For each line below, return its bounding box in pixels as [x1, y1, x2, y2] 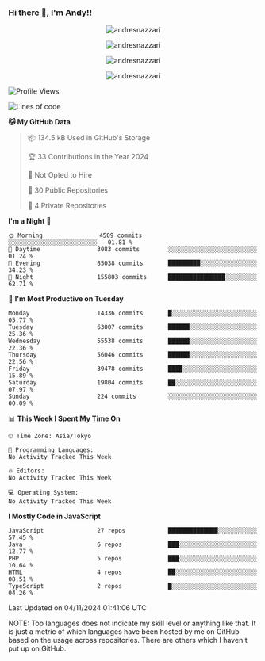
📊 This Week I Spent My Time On [8, 414, 121, 423]
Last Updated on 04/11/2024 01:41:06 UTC [8, 603, 147, 613]
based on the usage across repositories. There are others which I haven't [8, 636, 248, 645]
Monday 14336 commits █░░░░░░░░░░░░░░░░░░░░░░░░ [8, 309, 258, 318]
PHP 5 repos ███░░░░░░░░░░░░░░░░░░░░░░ [8, 555, 258, 563]
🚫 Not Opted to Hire [27, 170, 93, 180]
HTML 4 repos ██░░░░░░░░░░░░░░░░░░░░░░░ [8, 568, 258, 577]
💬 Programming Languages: [8, 446, 94, 454]
